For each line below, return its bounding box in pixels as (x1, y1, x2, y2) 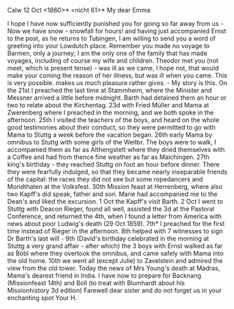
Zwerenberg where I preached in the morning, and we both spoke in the (7, 108, 214, 116)
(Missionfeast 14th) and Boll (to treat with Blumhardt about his (7, 279, 185, 287)
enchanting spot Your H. (7, 294, 78, 302)
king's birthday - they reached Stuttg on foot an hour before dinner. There (7, 160, 220, 168)
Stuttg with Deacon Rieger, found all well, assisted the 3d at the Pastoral (7, 205, 215, 213)
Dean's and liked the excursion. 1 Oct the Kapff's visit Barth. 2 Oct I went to (7, 197, 224, 205)
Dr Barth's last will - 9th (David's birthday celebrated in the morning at (7, 234, 210, 243)
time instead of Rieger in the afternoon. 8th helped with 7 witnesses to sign (7, 227, 224, 235)
